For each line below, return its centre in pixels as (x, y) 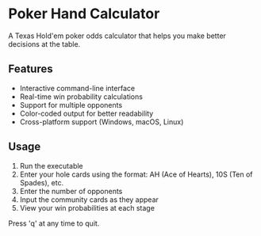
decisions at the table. (44, 44)
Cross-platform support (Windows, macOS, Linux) (102, 122)
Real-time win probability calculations (81, 97)
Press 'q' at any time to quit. (54, 223)
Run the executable (51, 166)
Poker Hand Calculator (84, 14)
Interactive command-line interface (77, 88)
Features (31, 69)
